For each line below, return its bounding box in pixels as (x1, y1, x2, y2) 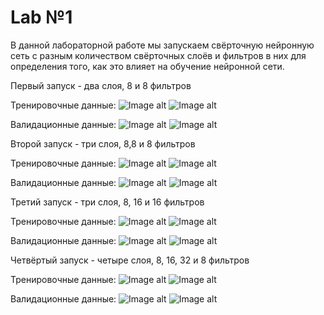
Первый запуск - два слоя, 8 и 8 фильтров (10, 79, 192, 91)
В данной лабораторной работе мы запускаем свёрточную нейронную (10, 39, 315, 51)
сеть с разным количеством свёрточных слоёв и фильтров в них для (10, 49, 307, 61)
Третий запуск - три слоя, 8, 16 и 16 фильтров (10, 196, 205, 208)
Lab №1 (10, 6, 73, 29)
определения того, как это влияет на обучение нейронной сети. (10, 60, 285, 72)
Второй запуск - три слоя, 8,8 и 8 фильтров (10, 137, 196, 150)
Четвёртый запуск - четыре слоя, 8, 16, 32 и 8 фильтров (10, 254, 250, 266)
